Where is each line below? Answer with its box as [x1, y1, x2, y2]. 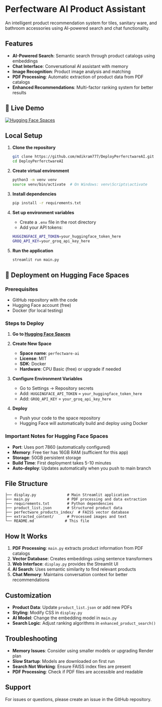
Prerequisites [5, 286, 38, 293]
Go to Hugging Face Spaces [12, 331, 71, 337]
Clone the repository [12, 145, 56, 151]
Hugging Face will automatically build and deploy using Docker [19, 420, 148, 426]
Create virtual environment [12, 168, 69, 174]
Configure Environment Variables [12, 376, 82, 382]
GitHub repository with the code [12, 297, 78, 303]
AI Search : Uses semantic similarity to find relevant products [12, 566, 136, 572]
